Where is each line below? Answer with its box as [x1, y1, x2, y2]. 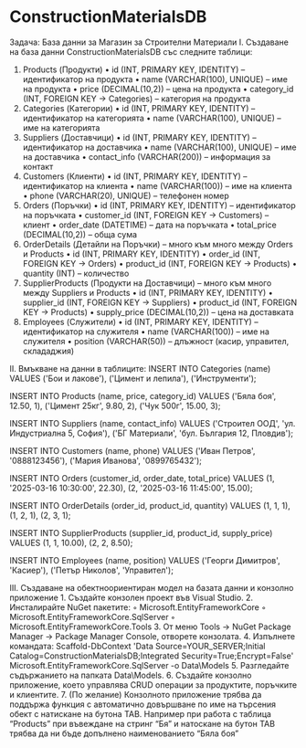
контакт [22, 161, 54, 172]
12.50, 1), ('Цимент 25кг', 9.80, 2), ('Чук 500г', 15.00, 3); [9, 400, 221, 411]
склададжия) [22, 345, 75, 356]
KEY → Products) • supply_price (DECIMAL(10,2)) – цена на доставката [22, 306, 294, 317]
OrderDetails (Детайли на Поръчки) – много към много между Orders [22, 238, 294, 249]
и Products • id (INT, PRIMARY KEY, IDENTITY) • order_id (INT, [22, 248, 261, 259]
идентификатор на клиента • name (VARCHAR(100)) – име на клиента [22, 180, 292, 191]
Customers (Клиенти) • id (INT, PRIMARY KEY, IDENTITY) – [22, 171, 248, 182]
